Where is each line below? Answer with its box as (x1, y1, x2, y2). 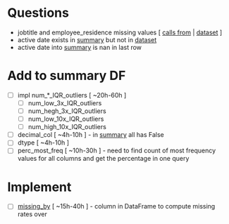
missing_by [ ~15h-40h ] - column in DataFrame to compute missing (17, 202, 216, 211)
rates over (17, 210, 48, 218)
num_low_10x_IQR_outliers (27, 114, 104, 124)
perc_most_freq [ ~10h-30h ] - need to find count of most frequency (17, 146, 216, 155)
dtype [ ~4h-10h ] (17, 138, 69, 147)
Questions (7, 5, 69, 21)
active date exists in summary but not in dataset (17, 35, 157, 44)
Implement (7, 179, 72, 195)
